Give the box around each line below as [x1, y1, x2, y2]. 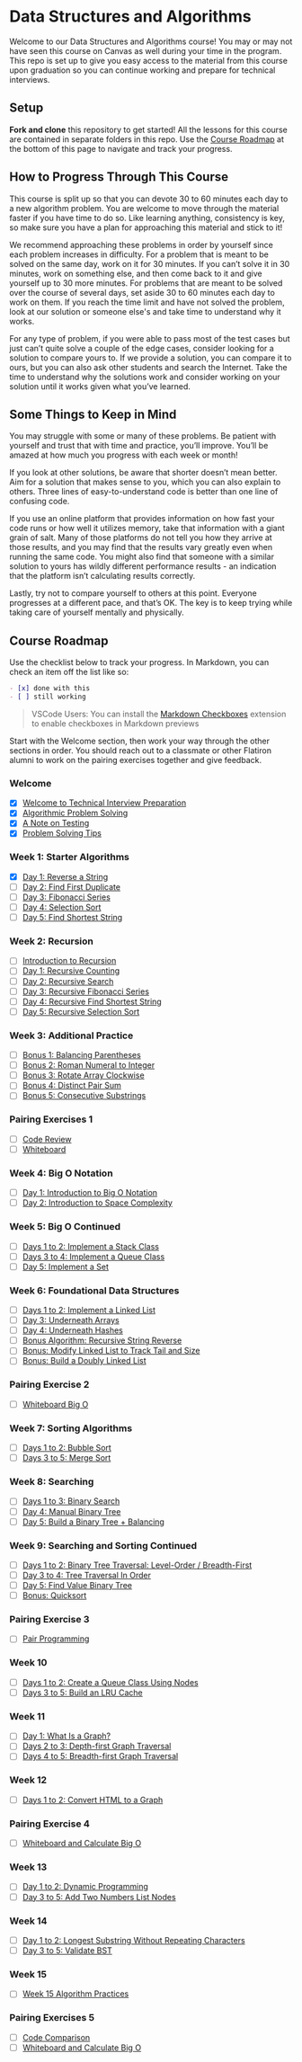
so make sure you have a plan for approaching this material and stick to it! [9, 222, 283, 233]
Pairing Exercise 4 [9, 1818, 90, 1830]
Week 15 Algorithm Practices [22, 1988, 129, 1999]
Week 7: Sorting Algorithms [9, 1422, 133, 1435]
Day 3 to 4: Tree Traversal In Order [22, 1570, 151, 1580]
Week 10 [9, 1657, 48, 1669]
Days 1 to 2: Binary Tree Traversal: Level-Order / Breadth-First [22, 1560, 253, 1570]
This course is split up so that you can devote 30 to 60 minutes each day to [9, 193, 289, 204]
